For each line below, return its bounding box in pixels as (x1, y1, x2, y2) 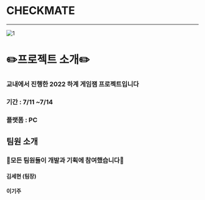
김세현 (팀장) (6, 172, 37, 180)
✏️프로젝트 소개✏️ (6, 53, 90, 67)
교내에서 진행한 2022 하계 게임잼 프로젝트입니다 (6, 80, 139, 88)
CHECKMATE (6, 4, 75, 18)
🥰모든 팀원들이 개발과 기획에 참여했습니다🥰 (6, 156, 124, 165)
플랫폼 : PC (6, 115, 38, 124)
